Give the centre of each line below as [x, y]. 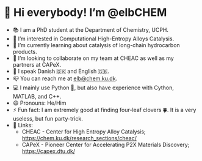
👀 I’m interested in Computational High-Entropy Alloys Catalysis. [93, 39]
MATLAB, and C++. [37, 96]
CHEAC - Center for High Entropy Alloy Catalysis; [84, 132]
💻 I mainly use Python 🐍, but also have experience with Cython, [93, 88]
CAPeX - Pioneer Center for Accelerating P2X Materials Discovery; [106, 144]
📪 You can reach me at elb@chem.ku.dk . [65, 78]
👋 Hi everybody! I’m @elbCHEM [85, 13]
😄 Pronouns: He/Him [39, 103]
